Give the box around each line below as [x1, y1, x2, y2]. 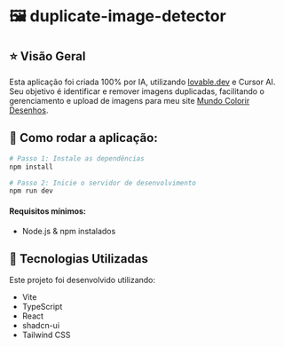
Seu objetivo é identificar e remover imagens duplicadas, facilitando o [9, 86, 264, 97]
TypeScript [21, 302, 63, 312]
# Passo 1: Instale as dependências [9, 154, 145, 163]
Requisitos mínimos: [9, 205, 87, 217]
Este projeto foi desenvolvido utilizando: [9, 275, 156, 286]
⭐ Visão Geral [9, 49, 86, 64]
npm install [9, 162, 53, 171]
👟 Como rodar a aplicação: [9, 130, 158, 146]
